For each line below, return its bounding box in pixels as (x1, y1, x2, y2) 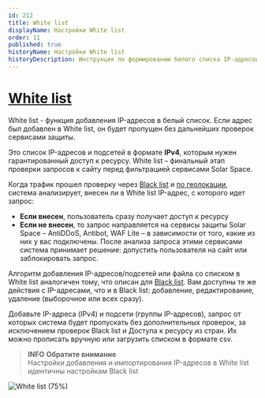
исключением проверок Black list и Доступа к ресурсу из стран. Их (8, 325, 237, 335)
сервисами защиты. (8, 132, 76, 142)
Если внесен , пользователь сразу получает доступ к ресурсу (19, 211, 229, 221)
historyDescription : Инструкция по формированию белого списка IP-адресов (8, 56, 259, 64)
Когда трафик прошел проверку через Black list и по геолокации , (8, 179, 229, 189)
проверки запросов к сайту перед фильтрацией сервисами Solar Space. (8, 164, 253, 173)
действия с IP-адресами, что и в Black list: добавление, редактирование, (8, 285, 255, 295)
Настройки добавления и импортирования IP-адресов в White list (27, 358, 250, 367)
